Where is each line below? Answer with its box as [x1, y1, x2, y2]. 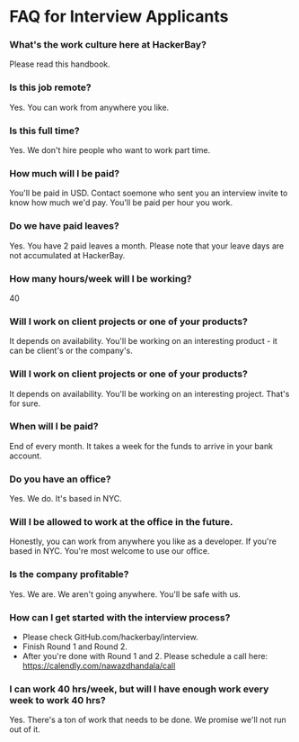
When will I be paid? [9, 421, 99, 433]
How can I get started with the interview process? [9, 611, 231, 623]
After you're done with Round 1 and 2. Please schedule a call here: [22, 651, 268, 662]
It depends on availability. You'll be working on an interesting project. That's [9, 388, 290, 399]
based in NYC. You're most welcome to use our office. [9, 546, 210, 556]
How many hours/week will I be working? [9, 272, 192, 285]
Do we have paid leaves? [9, 220, 119, 232]
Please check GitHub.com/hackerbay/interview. [22, 632, 199, 643]
